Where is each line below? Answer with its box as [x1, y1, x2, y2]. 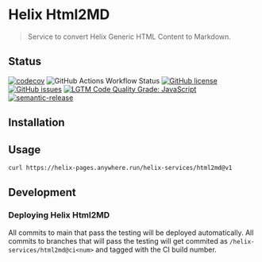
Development [8, 186, 77, 199]
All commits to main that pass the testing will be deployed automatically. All [8, 228, 254, 237]
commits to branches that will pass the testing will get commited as [8, 236, 228, 245]
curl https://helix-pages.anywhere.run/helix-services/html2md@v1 [8, 164, 233, 171]
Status [8, 55, 42, 68]
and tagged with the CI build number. [94, 245, 217, 254]
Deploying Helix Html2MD [8, 210, 110, 221]
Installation [8, 116, 65, 129]
